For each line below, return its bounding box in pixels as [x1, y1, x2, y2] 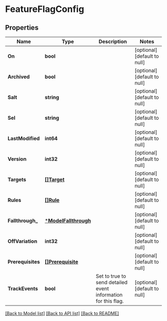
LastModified [7, 135, 40, 142]
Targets [7, 176, 26, 183]
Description [98, 38, 127, 45]
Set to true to [95, 273, 126, 280]
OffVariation [7, 238, 37, 245]
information [95, 292, 123, 298]
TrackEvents [7, 285, 38, 292]
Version [7, 156, 27, 162]
